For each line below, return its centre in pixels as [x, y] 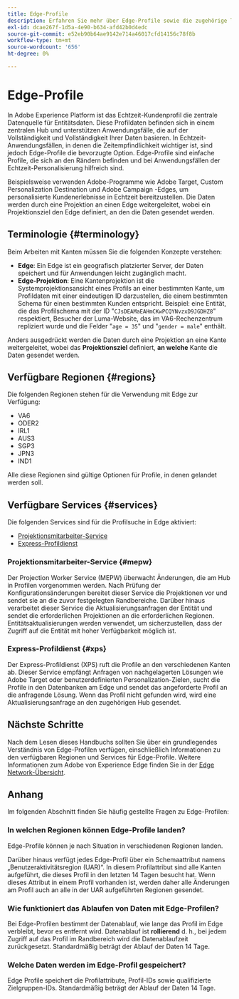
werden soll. [25, 482]
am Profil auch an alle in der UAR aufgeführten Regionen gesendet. [106, 890]
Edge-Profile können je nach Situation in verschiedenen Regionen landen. [115, 846]
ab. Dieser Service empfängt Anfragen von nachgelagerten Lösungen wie [116, 672]
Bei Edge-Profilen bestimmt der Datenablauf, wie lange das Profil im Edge [115, 924]
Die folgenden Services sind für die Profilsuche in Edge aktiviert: [102, 522]
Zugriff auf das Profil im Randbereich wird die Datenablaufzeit [98, 939]
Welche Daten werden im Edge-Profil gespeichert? [97, 965]
